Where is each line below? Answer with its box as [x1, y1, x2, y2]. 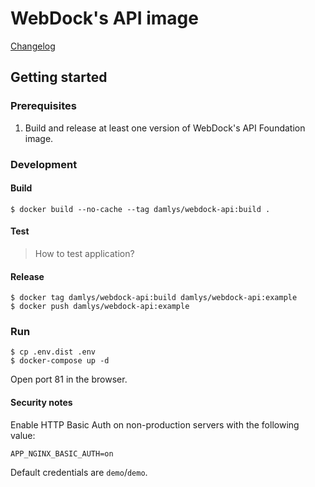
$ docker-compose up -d [10, 356, 110, 366]
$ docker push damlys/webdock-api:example [10, 302, 190, 312]
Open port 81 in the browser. [10, 373, 128, 386]
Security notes [10, 397, 73, 409]
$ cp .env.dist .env [10, 347, 97, 357]
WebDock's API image [10, 7, 199, 30]
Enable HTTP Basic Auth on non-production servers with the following [10, 418, 300, 431]
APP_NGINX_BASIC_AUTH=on [10, 448, 114, 459]
